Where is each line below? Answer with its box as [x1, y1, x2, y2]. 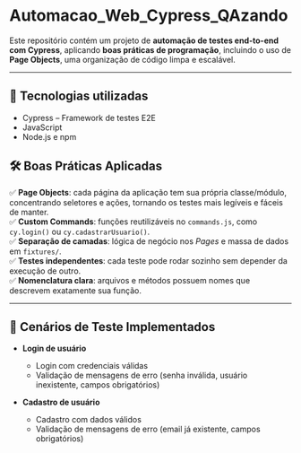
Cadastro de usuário [21, 396, 100, 408]
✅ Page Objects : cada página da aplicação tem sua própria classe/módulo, [9, 187, 288, 197]
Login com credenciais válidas [35, 361, 149, 371]
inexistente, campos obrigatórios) [35, 379, 160, 390]
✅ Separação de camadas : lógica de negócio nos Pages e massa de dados [9, 235, 289, 247]
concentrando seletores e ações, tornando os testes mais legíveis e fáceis [9, 196, 284, 207]
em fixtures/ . [9, 246, 62, 257]
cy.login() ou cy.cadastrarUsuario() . [9, 226, 150, 237]
